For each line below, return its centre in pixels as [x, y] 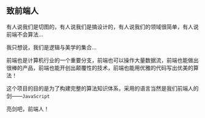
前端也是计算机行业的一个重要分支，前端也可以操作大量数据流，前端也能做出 [103, 60]
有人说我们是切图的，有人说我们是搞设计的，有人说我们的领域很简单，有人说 [103, 27]
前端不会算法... [25, 34]
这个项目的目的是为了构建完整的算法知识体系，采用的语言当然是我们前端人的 [103, 88]
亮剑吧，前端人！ [28, 109]
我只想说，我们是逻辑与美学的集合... [52, 47]
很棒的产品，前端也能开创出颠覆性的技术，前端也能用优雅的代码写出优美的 [100, 68]
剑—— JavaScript [28, 95]
